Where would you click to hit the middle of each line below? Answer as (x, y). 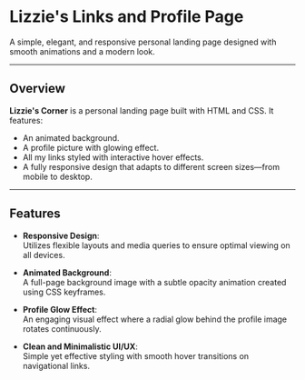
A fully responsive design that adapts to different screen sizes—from (151, 166)
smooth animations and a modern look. (83, 51)
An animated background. (71, 137)
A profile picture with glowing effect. (91, 147)
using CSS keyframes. (64, 292)
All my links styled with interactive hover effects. (113, 157)
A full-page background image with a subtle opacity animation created (154, 282)
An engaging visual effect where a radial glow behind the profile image (155, 319)
